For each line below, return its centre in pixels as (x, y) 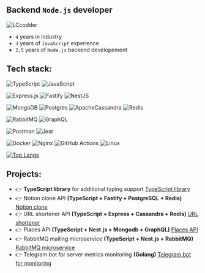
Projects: (24, 174)
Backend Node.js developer (60, 10)
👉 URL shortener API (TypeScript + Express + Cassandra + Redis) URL (107, 214)
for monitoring (33, 263)
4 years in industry (39, 37)
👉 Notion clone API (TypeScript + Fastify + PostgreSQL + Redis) (99, 198)
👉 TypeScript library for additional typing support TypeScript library (103, 189)
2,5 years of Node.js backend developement (71, 50)
